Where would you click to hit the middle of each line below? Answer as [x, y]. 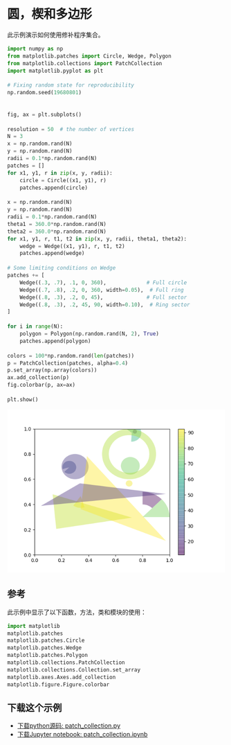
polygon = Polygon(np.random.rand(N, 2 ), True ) [89, 334]
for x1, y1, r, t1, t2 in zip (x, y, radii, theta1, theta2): [97, 239]
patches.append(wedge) [52, 254]
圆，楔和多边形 [50, 14]
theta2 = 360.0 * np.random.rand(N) [57, 231]
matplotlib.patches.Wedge [44, 648]
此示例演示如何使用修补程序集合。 [56, 35]
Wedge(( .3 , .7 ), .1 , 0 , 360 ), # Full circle [103, 282]
